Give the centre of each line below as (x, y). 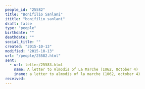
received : (15, 79)
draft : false (19, 23)
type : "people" (21, 28)
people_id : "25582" (25, 10)
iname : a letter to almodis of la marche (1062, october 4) (77, 74)
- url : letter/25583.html (36, 65)
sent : (11, 60)
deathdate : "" (20, 38)
